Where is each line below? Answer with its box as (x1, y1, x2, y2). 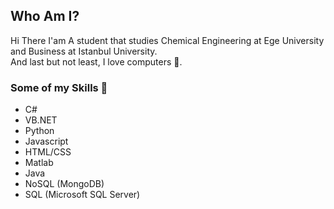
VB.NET (24, 114, 58, 126)
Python (24, 125, 55, 137)
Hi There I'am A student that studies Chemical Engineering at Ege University (10, 34, 325, 46)
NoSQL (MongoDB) (24, 178, 105, 190)
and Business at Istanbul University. (10, 45, 158, 57)
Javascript (24, 135, 69, 148)
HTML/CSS (24, 146, 72, 158)
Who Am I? (10, 8, 80, 25)
